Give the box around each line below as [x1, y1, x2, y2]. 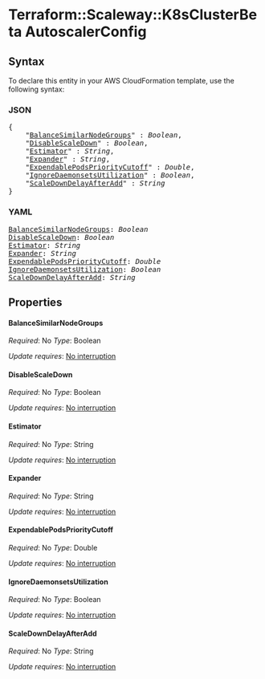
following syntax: [8, 84, 65, 94]
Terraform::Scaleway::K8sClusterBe [8, 6, 258, 24]
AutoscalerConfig [25, 22, 147, 41]
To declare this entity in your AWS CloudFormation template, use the [8, 76, 234, 85]
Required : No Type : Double [8, 543, 98, 552]
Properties [8, 295, 63, 309]
